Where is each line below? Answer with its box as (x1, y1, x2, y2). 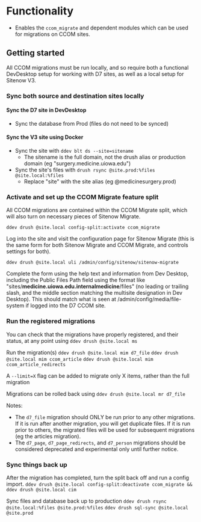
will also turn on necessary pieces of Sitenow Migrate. (6, 213, 141, 220)
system (6, 302, 25, 309)
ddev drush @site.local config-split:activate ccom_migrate (6, 224, 161, 231)
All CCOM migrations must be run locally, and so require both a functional (6, 64, 189, 71)
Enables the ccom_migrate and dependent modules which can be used (14, 24, 188, 31)
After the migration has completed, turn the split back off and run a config (6, 474, 190, 481)
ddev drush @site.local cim (6, 487, 77, 493)
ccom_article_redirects (6, 361, 66, 367)
